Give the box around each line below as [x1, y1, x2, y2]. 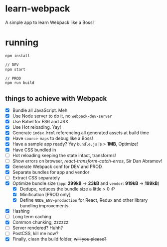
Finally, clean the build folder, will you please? [12, 236, 107, 242]
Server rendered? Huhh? [12, 225, 63, 231]
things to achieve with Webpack [5, 94, 107, 102]
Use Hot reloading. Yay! [12, 124, 61, 130]
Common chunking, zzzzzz [12, 219, 69, 225]
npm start [5, 67, 26, 72]
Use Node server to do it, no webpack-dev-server [12, 113, 112, 119]
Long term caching [12, 214, 51, 220]
